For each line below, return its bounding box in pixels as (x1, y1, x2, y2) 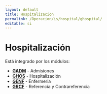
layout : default (5, 7, 38, 12)
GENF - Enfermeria (12, 78, 51, 84)
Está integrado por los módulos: (5, 59, 70, 64)
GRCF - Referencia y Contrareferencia (12, 84, 90, 90)
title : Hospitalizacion (5, 12, 54, 17)
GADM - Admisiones (12, 68, 54, 74)
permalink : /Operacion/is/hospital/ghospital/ (5, 16, 103, 21)
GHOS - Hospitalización (12, 73, 61, 79)
